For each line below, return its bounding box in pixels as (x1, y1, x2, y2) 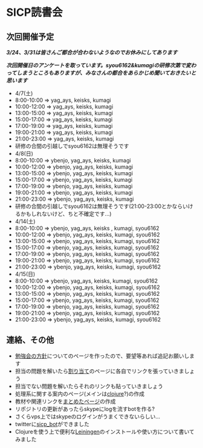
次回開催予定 (6, 32, 54, 42)
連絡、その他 (6, 335, 54, 346)
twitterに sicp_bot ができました (14, 420, 89, 427)
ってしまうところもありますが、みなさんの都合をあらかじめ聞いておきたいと (6, 69, 196, 76)
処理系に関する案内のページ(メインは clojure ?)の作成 (14, 390, 145, 397)
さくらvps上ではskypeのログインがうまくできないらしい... (14, 413, 160, 420)
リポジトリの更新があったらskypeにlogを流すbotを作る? (14, 405, 155, 412)
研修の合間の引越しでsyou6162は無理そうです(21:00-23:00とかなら (14, 202, 183, 210)
